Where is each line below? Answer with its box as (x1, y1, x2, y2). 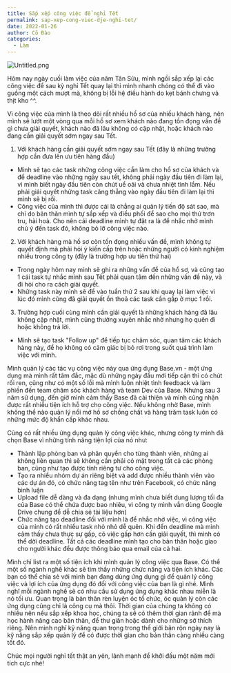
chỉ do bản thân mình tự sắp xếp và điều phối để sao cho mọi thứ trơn (17, 209, 215, 218)
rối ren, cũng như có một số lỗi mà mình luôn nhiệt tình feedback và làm (7, 379, 211, 386)
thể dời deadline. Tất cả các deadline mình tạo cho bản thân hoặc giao (17, 537, 217, 545)
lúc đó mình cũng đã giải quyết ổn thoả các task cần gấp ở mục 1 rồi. (17, 295, 212, 303)
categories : (7, 36, 41, 43)
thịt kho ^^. (7, 96, 37, 104)
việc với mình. (17, 351, 57, 359)
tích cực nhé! (7, 659, 45, 667)
